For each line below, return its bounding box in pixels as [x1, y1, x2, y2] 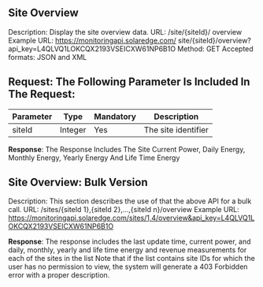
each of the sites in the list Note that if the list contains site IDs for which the [8, 254, 256, 263]
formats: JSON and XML [8, 52, 87, 61]
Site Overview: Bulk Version [8, 176, 148, 189]
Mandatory [94, 110, 136, 121]
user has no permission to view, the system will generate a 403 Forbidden [8, 262, 248, 271]
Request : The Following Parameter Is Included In [8, 75, 250, 89]
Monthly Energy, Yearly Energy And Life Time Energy [8, 153, 180, 162]
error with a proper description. [8, 270, 110, 280]
